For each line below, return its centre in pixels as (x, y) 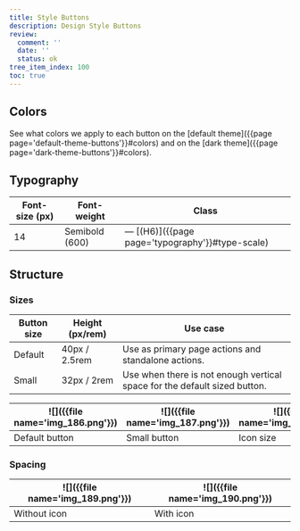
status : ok (37, 59)
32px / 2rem (87, 380)
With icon (175, 514)
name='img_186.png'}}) (66, 423)
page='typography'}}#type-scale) (197, 243)
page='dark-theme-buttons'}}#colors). (80, 152)
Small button (153, 438)
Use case (204, 328)
